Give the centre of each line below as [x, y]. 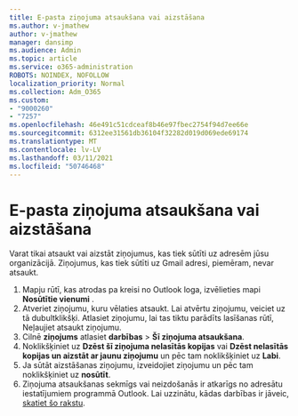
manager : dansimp [41, 42]
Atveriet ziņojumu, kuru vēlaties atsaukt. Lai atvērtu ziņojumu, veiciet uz [154, 308]
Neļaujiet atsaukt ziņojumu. [72, 328]
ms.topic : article [43, 59]
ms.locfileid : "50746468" [57, 166]
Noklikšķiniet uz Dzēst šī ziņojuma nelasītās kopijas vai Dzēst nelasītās [155, 347]
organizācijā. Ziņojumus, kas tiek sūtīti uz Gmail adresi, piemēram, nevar [141, 263]
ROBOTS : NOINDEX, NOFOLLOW [59, 76]
